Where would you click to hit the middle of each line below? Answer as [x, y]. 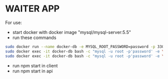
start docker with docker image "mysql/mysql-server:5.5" [72, 32]
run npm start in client [35, 65]
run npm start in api [32, 71]
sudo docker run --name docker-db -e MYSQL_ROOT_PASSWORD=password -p [80, 46]
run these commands [34, 37]
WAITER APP [32, 9]
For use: [14, 22]
